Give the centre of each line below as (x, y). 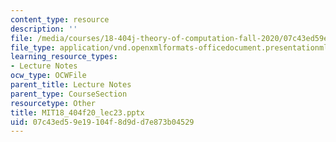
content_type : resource (60, 19)
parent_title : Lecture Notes (71, 85)
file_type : (33, 47)
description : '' (44, 29)
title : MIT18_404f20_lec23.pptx (77, 112)
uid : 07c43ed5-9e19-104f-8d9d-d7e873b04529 (102, 122)
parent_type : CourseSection (69, 94)
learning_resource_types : (64, 57)
